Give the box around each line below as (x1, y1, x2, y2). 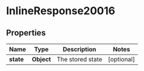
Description (63, 46, 96, 53)
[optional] (108, 55, 135, 63)
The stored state (57, 55, 103, 63)
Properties (6, 28, 46, 38)
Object (31, 55, 51, 63)
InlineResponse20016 (6, 4, 116, 18)
